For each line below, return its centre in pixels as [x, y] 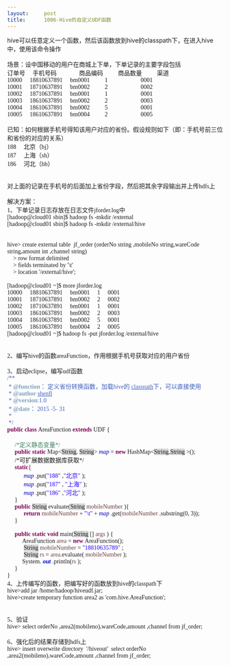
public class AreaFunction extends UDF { [59, 429]
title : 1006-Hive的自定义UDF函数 [59, 20]
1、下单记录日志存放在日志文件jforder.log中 [66, 210]
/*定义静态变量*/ [37, 445]
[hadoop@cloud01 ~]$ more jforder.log [55, 285]
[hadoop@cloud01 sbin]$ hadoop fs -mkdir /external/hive [76, 224]
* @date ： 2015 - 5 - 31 [37, 409]
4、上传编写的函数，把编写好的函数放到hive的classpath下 [85, 583]
